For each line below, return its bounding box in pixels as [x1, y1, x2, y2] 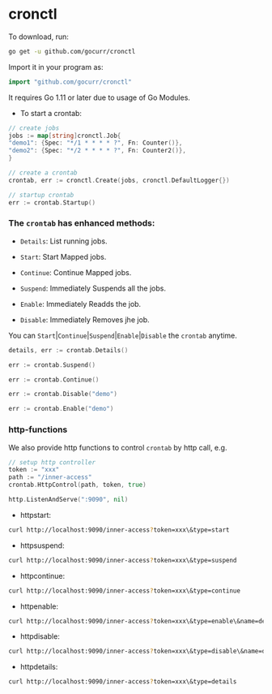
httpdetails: [19, 662, 58, 672]
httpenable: [19, 601, 59, 611]
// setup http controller [8, 458, 96, 467]
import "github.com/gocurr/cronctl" [8, 78, 132, 86]
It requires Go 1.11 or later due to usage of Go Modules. [8, 93, 190, 102]
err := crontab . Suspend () [8, 360, 96, 369]
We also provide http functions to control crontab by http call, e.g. [8, 442, 227, 452]
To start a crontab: [19, 108, 83, 118]
